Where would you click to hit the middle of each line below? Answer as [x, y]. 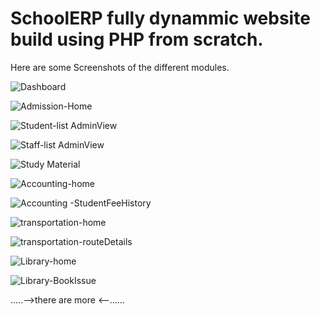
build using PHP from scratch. [137, 39]
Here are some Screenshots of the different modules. [120, 67]
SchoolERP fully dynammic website [160, 18]
